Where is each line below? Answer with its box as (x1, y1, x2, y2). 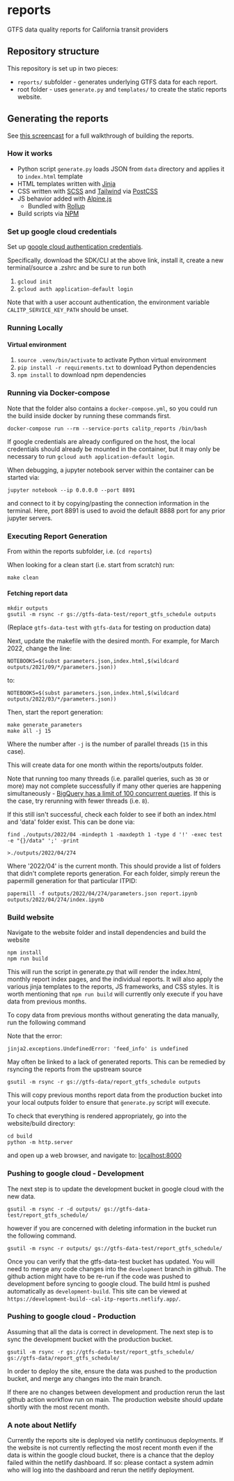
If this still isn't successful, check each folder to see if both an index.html (7, 810, 217, 818)
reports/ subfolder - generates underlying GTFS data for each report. (17, 78, 218, 86)
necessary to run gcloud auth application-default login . (7, 452, 175, 460)
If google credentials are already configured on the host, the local (7, 437, 196, 445)
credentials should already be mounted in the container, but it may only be (7, 445, 221, 453)
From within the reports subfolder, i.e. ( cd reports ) (7, 547, 153, 555)
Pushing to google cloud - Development (7, 1168, 144, 1178)
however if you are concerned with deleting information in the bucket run (7, 1224, 217, 1232)
